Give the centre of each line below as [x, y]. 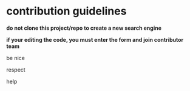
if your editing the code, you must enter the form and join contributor [95, 39]
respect [16, 69]
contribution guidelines [66, 11]
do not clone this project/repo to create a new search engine [84, 28]
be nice [16, 58]
